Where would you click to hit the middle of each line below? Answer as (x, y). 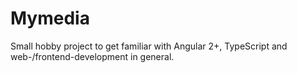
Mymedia (50, 18)
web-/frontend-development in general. (92, 56)
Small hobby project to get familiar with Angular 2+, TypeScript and (149, 46)
